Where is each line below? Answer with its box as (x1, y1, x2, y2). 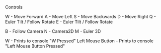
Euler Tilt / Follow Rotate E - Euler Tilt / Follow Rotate (5, 19, 113, 25)
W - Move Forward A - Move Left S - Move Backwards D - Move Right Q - (5, 14, 157, 19)
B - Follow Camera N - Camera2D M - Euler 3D (5, 28, 101, 34)
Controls (5, 4, 23, 10)
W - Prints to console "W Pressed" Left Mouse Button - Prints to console (5, 38, 154, 44)
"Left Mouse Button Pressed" (5, 43, 65, 49)
